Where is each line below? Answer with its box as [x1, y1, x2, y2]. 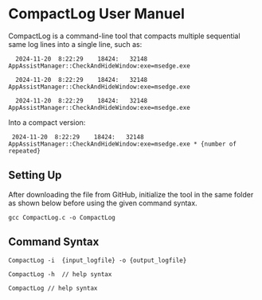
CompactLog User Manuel [8, 5, 186, 23]
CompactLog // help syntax [8, 284, 98, 292]
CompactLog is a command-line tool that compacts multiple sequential [8, 31, 240, 41]
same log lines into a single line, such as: [8, 39, 143, 49]
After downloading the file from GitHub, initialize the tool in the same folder [8, 189, 254, 199]
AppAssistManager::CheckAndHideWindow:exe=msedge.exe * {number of [8, 140, 237, 148]
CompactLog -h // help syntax [8, 270, 112, 279]
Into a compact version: [8, 117, 86, 127]
